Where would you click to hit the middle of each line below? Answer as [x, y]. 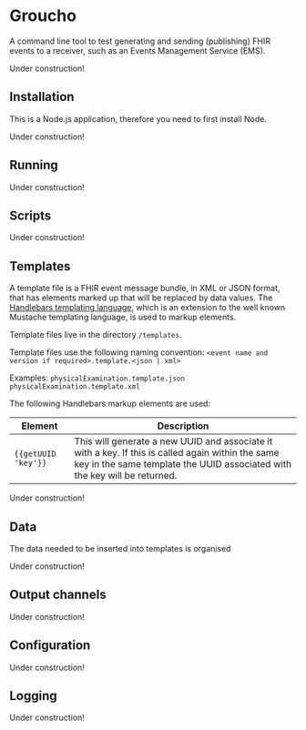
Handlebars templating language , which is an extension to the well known [148, 308]
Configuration [50, 646]
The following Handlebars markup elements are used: [110, 404]
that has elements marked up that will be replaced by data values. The [141, 298]
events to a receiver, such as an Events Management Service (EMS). [138, 50]
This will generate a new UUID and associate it [173, 441]
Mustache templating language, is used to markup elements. [123, 317]
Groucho [43, 16]
